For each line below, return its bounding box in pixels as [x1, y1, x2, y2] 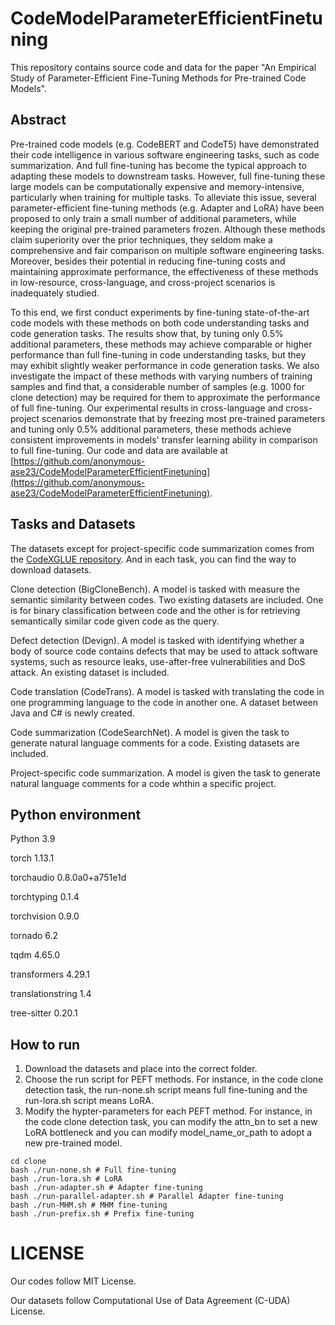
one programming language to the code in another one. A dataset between [10, 696, 319, 708]
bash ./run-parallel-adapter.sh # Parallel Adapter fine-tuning [10, 1192, 284, 1202]
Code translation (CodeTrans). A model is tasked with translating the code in [10, 685, 325, 697]
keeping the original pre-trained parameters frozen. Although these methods [10, 223, 326, 235]
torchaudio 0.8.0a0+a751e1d [10, 872, 127, 884]
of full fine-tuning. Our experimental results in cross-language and [10, 402, 284, 414]
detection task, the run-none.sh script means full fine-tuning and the [24, 1084, 308, 1096]
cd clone [10, 1157, 47, 1167]
